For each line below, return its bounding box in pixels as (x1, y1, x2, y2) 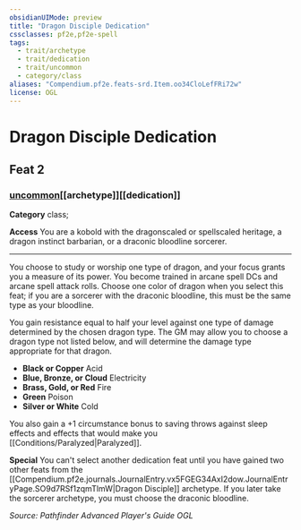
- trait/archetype (17, 47, 87, 56)
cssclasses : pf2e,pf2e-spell (9, 30, 118, 38)
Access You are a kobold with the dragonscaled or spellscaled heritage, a (9, 227, 282, 237)
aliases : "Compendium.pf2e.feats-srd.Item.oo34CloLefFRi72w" (9, 80, 243, 89)
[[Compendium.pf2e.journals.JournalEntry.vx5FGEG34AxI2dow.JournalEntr (9, 474, 288, 484)
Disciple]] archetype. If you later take (144, 483, 281, 494)
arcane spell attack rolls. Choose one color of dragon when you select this (9, 281, 284, 292)
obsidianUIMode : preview (9, 13, 102, 22)
